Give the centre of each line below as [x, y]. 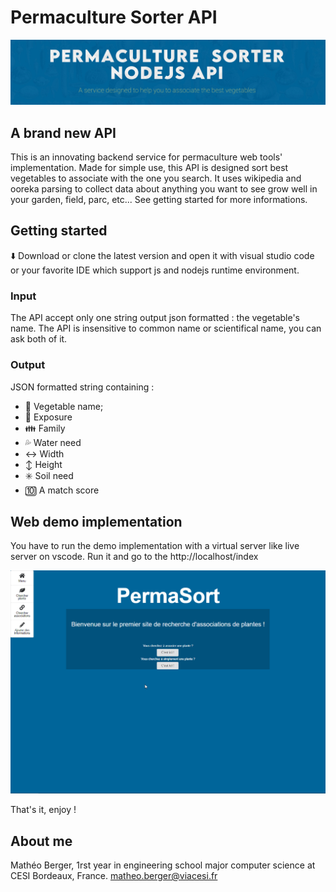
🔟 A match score [62, 490]
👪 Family [45, 428]
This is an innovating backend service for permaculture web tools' [146, 157]
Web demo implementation [96, 521]
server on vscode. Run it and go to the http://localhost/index [134, 557]
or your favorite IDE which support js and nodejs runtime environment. [155, 270]
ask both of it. [39, 339]
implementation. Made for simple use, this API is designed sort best [149, 168]
